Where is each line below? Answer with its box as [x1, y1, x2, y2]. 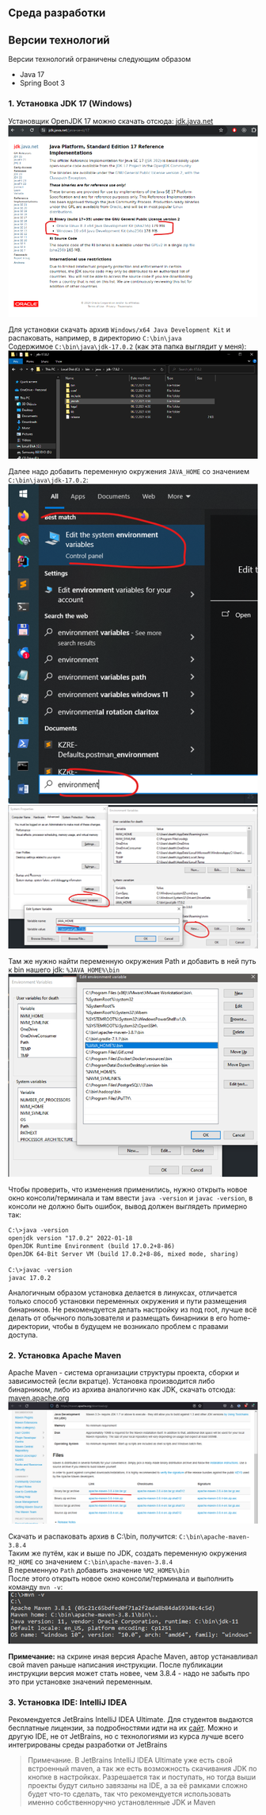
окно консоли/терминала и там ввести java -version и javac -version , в [8, 1193, 253, 1202]
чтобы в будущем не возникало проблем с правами [51, 1321, 229, 1331]
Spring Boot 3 [19, 79, 66, 88]
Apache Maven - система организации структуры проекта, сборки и [8, 1367, 240, 1377]
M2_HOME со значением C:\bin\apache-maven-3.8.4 [8, 1556, 173, 1566]
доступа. [8, 1330, 38, 1339]
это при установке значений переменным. [8, 1677, 153, 1686]
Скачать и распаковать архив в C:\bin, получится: [8, 1532, 177, 1541]
